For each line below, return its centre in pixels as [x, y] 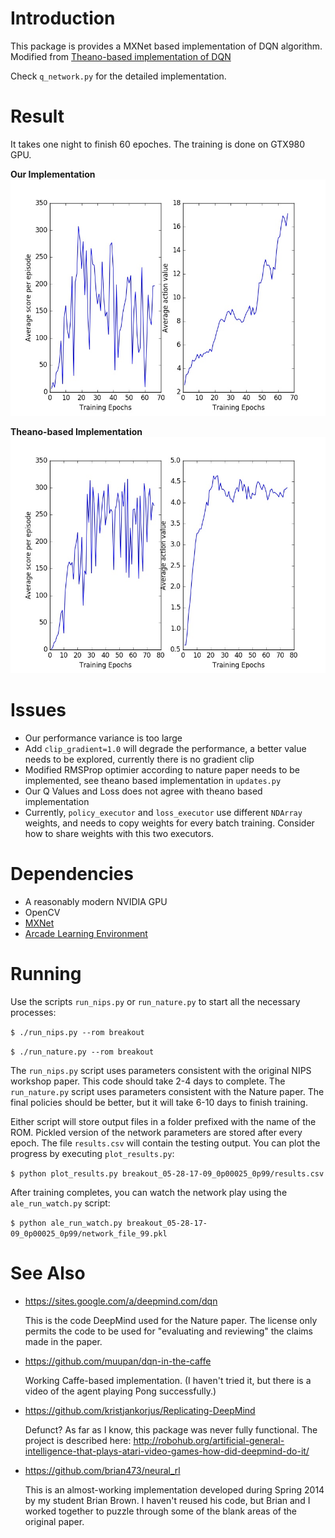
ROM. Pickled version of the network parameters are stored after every [156, 1132]
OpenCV [42, 912]
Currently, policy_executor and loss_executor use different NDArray [163, 812]
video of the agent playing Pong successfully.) [120, 1391]
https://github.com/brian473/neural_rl [102, 1470]
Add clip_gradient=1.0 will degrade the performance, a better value [165, 748]
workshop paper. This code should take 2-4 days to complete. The [148, 1081]
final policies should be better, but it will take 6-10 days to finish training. [159, 1102]
